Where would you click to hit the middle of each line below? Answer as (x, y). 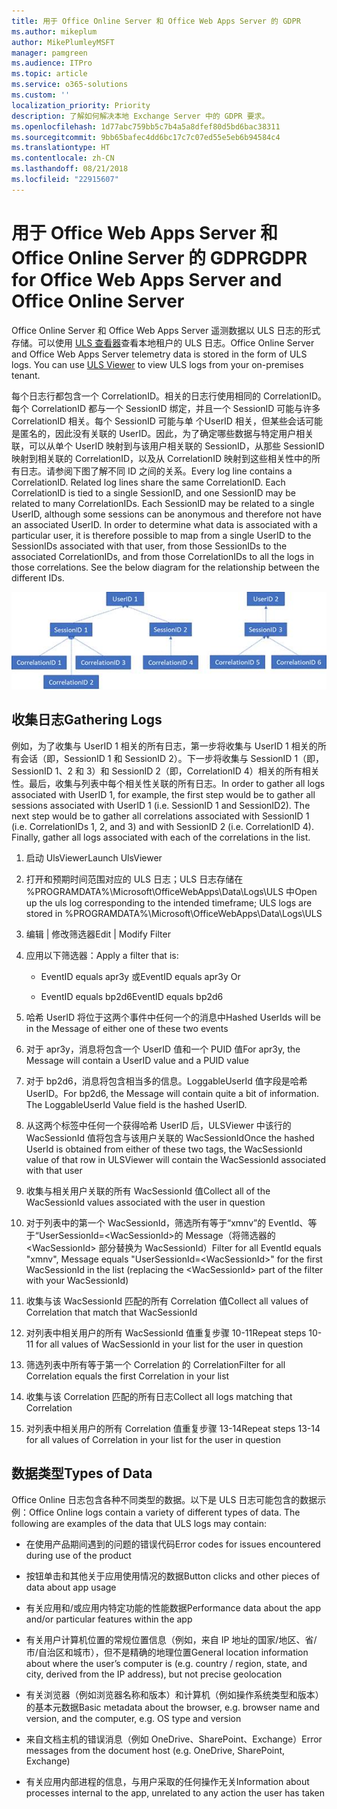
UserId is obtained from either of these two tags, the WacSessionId (164, 1149)
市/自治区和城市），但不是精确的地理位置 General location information (167, 1652)
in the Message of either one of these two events (127, 1028)
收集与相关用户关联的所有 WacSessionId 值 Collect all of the (148, 1191)
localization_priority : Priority (81, 105)
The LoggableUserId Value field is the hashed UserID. (136, 1104)
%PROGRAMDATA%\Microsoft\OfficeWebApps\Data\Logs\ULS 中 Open (171, 891)
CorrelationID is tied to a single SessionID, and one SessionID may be (153, 492)
